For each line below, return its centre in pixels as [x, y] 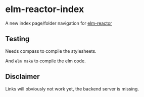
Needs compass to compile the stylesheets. [51, 51]
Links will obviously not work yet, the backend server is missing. [72, 88]
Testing [17, 39]
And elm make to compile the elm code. [45, 61]
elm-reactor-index [45, 9]
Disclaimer [22, 77]
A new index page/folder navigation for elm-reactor [59, 23]
